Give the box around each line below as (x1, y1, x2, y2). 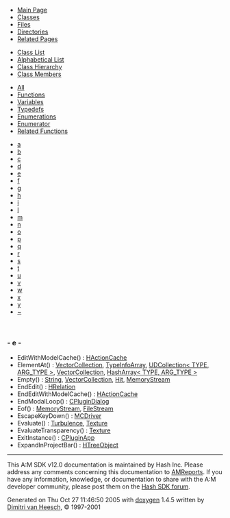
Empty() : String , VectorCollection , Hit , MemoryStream (16, 375, 170, 384)
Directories (16, 27, 49, 36)
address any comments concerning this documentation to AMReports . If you (7, 468, 222, 476)
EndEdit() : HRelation (16, 383, 76, 391)
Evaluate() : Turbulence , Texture (16, 419, 108, 428)
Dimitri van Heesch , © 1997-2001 (7, 503, 101, 511)
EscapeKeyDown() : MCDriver (16, 412, 101, 420)
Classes (16, 13, 40, 21)
